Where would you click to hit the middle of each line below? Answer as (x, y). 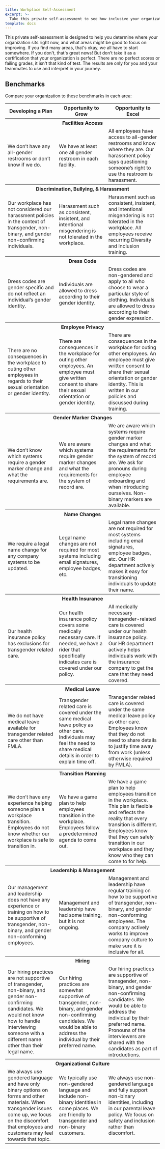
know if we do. (25, 165)
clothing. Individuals (131, 300)
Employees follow (79, 828)
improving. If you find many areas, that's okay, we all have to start (72, 48)
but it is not (72, 921)
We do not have (26, 716)
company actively (129, 928)
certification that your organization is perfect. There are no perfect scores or (82, 58)
